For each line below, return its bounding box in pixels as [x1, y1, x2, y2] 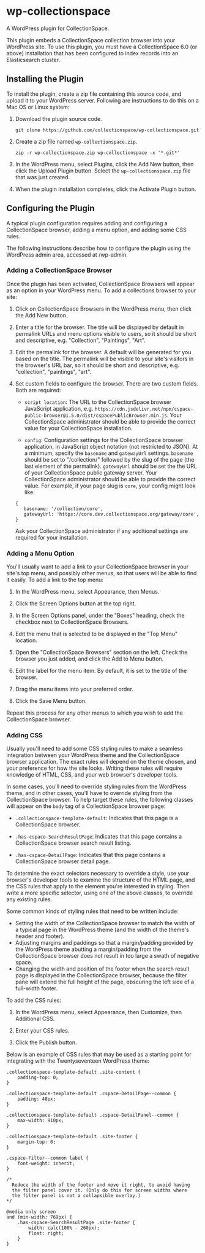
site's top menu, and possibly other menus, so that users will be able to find [6, 570, 197, 577]
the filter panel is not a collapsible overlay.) [12, 1193, 141, 1199]
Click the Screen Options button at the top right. [15, 600, 136, 607]
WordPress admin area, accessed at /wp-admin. [6, 250, 129, 258]
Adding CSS [6, 731, 43, 740]
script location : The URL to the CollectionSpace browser [24, 398, 172, 406]
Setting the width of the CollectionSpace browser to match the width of [15, 920, 195, 927]
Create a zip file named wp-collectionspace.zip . [15, 138, 138, 145]
